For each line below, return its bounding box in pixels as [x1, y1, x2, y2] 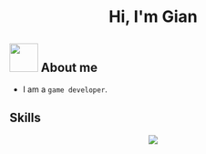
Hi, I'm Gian [108, 6, 198, 27]
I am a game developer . [22, 84, 108, 95]
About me [40, 59, 98, 75]
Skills [9, 110, 41, 126]
